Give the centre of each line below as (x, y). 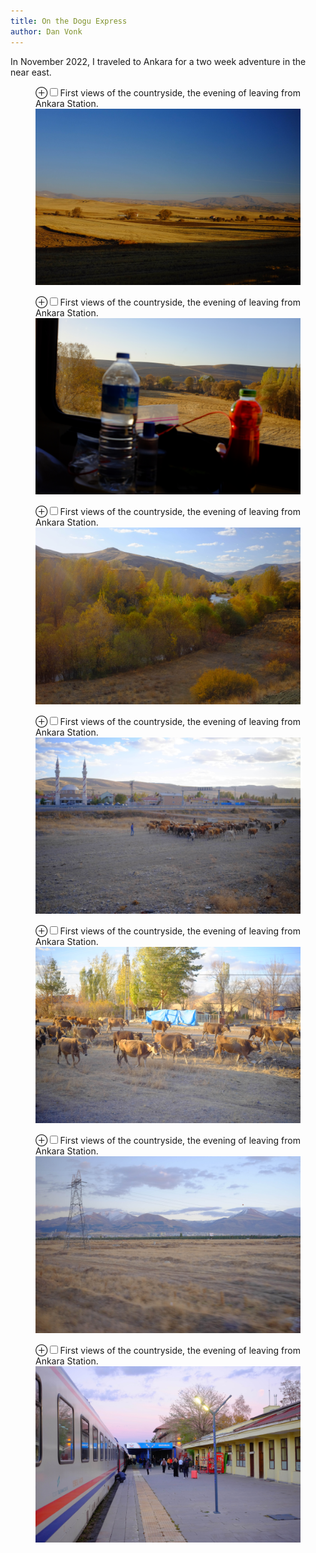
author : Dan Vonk (46, 31)
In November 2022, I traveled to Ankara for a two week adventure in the (158, 61)
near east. (31, 72)
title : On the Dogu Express (69, 21)
